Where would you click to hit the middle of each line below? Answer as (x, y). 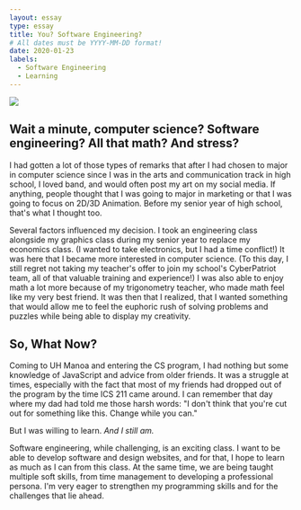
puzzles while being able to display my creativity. (100, 316)
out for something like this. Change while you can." (103, 413)
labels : (24, 59)
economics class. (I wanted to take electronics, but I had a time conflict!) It (147, 249)
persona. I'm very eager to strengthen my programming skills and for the (144, 487)
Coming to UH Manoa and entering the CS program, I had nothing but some (149, 365)
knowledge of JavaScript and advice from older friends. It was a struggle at (149, 375)
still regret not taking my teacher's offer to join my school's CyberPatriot (143, 268)
